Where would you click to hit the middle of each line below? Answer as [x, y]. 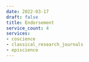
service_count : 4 [28, 28]
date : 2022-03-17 [28, 12]
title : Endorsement [30, 22]
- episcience [22, 50]
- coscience [21, 39]
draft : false [22, 17]
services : [18, 34]
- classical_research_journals [45, 45]
